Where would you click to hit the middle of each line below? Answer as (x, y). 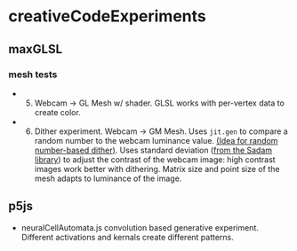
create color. (57, 112)
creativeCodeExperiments (107, 16)
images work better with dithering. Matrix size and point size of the (157, 169)
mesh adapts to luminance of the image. (108, 178)
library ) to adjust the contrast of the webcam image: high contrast (155, 159)
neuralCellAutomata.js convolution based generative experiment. (140, 227)
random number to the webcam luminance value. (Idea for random (156, 140)
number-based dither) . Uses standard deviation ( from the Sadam (153, 150)
